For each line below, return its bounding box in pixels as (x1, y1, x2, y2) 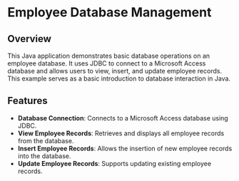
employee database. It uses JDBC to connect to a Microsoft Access (7, 59, 206, 68)
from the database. (17, 136, 74, 145)
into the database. (17, 151, 71, 160)
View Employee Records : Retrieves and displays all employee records (17, 129, 225, 138)
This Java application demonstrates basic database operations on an (7, 51, 210, 60)
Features (7, 95, 48, 107)
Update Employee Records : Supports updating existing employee (17, 159, 212, 167)
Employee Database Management (7, 4, 212, 21)
